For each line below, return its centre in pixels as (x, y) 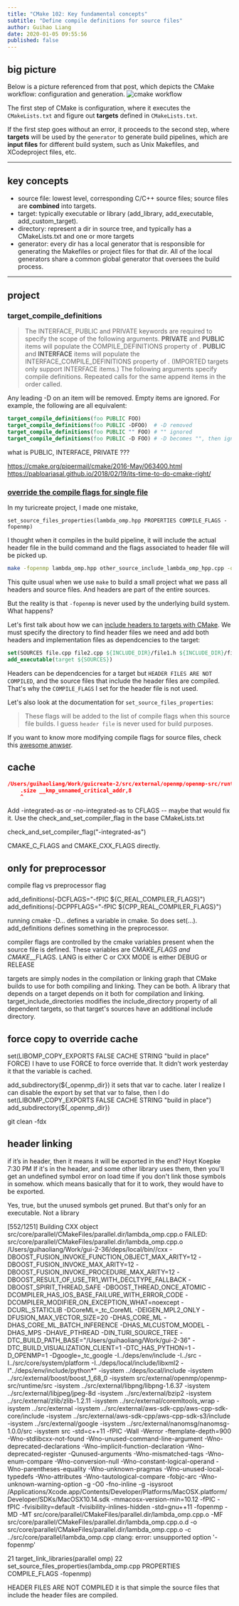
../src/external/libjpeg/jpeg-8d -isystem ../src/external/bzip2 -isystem (110, 1393)
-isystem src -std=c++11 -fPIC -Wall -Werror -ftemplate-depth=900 (133, 1431)
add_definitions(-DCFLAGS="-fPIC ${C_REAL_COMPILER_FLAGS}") (106, 900)
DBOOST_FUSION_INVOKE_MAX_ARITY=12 (71, 1264)
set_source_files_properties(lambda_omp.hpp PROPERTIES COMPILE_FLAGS (114, 521)
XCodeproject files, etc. (42, 152)
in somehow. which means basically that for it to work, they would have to (116, 1183)
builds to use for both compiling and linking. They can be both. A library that (119, 986)
